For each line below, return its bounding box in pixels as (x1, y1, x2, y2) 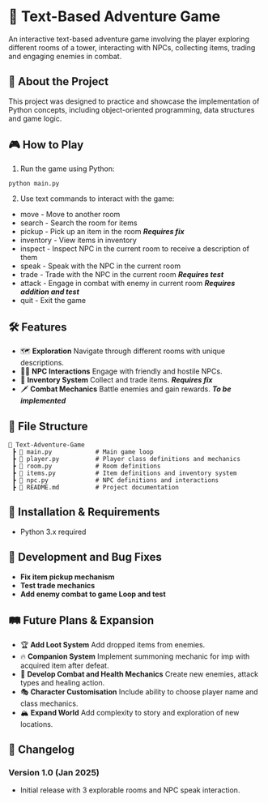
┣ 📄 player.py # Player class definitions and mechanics (11, 455, 241, 463)
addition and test (19, 287, 79, 297)
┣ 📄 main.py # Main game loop (11, 448, 154, 456)
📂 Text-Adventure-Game (8, 441, 85, 449)
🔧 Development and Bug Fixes (8, 550, 162, 564)
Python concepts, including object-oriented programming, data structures (8, 105, 255, 114)
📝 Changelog (8, 742, 75, 756)
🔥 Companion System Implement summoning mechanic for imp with (19, 651, 250, 661)
